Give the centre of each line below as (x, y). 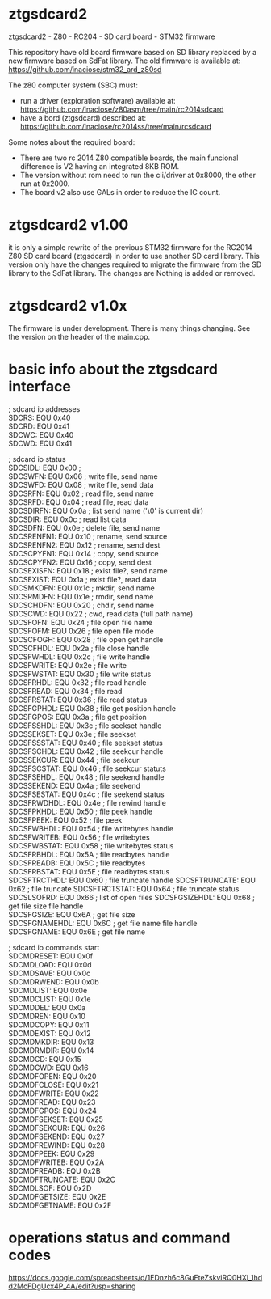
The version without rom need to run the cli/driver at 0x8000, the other (138, 175)
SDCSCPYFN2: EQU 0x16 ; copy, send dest (80, 562)
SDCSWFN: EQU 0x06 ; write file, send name (83, 476)
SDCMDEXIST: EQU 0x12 (50, 1033)
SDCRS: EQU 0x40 (40, 417)
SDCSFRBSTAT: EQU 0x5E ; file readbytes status (89, 871)
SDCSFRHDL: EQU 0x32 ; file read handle (77, 682)
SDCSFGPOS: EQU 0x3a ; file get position (77, 717)
